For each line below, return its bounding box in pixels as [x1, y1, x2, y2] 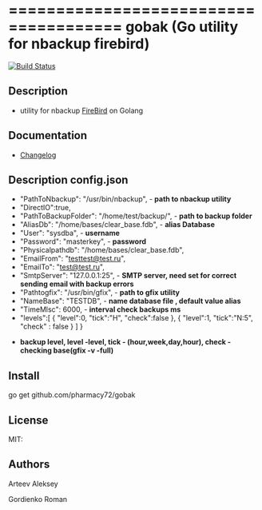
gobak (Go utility [125, 18, 239, 36]
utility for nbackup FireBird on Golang [19, 106, 144, 115]
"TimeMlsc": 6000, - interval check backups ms [19, 305, 181, 314]
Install [8, 369, 40, 382]
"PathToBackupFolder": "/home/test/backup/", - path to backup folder [19, 211, 253, 221]
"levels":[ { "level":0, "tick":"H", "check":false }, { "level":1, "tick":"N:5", [19, 313, 253, 323]
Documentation [8, 129, 88, 142]
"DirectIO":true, [19, 203, 71, 213]
